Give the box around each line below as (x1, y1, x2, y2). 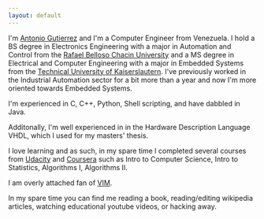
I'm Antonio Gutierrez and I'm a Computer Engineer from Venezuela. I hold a (8, 33, 255, 43)
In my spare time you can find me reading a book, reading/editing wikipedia (8, 193, 254, 202)
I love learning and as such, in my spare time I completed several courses (8, 146, 247, 155)
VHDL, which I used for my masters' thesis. (8, 131, 148, 140)
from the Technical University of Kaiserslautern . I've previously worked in (8, 66, 247, 76)
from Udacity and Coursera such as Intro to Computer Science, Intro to (8, 154, 239, 164)
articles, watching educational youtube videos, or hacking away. (8, 202, 217, 211)
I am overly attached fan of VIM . (8, 178, 113, 187)
